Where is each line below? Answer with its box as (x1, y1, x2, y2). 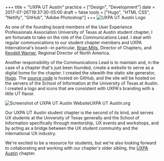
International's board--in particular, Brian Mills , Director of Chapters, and (5, 45, 152, 50)
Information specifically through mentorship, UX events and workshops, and (5, 120, 159, 126)
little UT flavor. (5, 91, 35, 96)
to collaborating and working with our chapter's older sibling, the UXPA (5, 145, 148, 151)
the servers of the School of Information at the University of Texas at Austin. (5, 80, 159, 86)
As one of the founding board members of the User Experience (5, 24, 133, 30)
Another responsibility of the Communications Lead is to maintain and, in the (5, 60, 160, 65)
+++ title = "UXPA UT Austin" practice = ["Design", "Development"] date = (5, 4, 155, 10)
